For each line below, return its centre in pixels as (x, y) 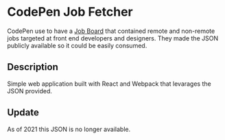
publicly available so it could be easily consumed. (77, 45)
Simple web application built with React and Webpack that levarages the (109, 84)
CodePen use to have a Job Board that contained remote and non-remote (111, 31)
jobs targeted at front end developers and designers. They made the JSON (113, 38)
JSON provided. (30, 91)
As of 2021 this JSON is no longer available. (69, 129)
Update (23, 113)
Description (33, 67)
